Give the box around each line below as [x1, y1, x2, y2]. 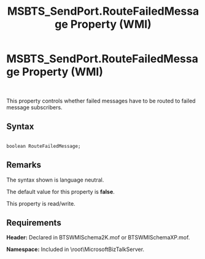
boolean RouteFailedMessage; [6, 143, 81, 149]
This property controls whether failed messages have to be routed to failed [6, 97, 196, 104]
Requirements [6, 217, 61, 228]
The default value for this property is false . [6, 188, 115, 195]
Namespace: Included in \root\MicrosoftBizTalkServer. [6, 245, 145, 253]
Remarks [6, 160, 42, 170]
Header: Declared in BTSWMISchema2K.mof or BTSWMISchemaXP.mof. [6, 234, 190, 241]
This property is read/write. [6, 199, 75, 207]
